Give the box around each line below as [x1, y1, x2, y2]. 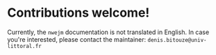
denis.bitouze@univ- [147, 36, 207, 43]
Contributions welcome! [7, 5, 150, 21]
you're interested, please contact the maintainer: [7, 35, 147, 43]
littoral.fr [7, 42, 42, 49]
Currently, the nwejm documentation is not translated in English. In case [7, 28, 210, 36]
